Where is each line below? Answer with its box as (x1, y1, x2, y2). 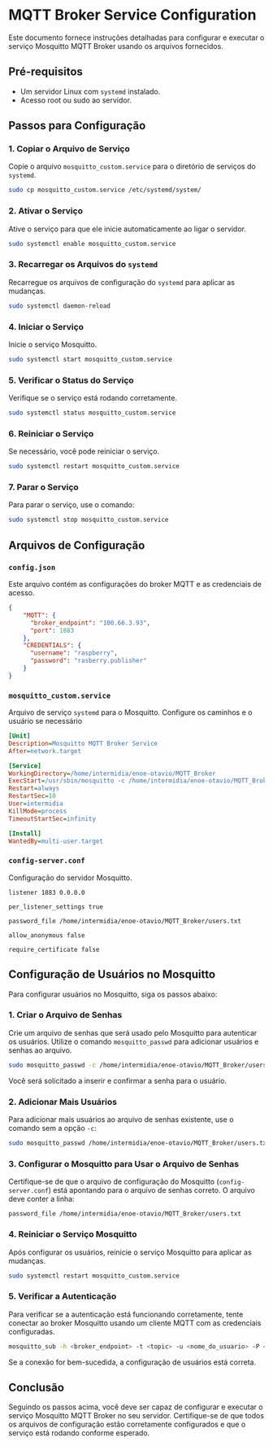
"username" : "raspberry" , (29, 649, 118, 657)
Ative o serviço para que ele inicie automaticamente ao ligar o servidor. (8, 224, 246, 234)
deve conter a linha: (8, 1194, 75, 1204)
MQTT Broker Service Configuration (8, 6, 257, 24)
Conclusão (8, 1380, 65, 1394)
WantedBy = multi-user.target (8, 837, 104, 845)
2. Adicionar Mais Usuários (8, 1096, 118, 1107)
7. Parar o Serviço (8, 482, 79, 493)
